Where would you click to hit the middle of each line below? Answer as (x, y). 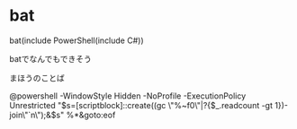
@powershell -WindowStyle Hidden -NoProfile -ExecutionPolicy (128, 96)
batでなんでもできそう (50, 58)
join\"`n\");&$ (33, 115)
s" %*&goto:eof (86, 115)
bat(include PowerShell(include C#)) (76, 40)
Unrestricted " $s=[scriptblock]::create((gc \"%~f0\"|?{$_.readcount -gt (141, 105)
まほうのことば (37, 78)
